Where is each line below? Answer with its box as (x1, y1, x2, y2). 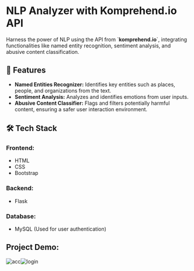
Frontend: (6, 144, 35, 152)
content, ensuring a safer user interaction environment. (14, 105, 148, 112)
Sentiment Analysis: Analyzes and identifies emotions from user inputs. (14, 93, 189, 100)
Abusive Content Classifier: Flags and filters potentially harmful (14, 100, 170, 107)
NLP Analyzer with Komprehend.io (6, 4, 177, 18)
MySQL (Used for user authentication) (14, 225, 107, 232)
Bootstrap (14, 170, 39, 177)
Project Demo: (6, 242, 60, 252)
